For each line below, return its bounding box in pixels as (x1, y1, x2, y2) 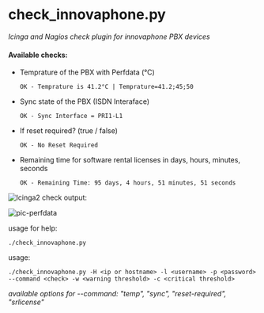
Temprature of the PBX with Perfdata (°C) (19, 67, 156, 77)
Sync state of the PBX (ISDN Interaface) (19, 97, 150, 106)
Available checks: (8, 50, 69, 59)
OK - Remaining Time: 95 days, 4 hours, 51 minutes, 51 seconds (19, 179, 236, 187)
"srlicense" (8, 297, 45, 307)
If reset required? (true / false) (19, 126, 119, 136)
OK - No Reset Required (19, 141, 99, 150)
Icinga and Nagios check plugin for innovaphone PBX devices (8, 32, 211, 41)
